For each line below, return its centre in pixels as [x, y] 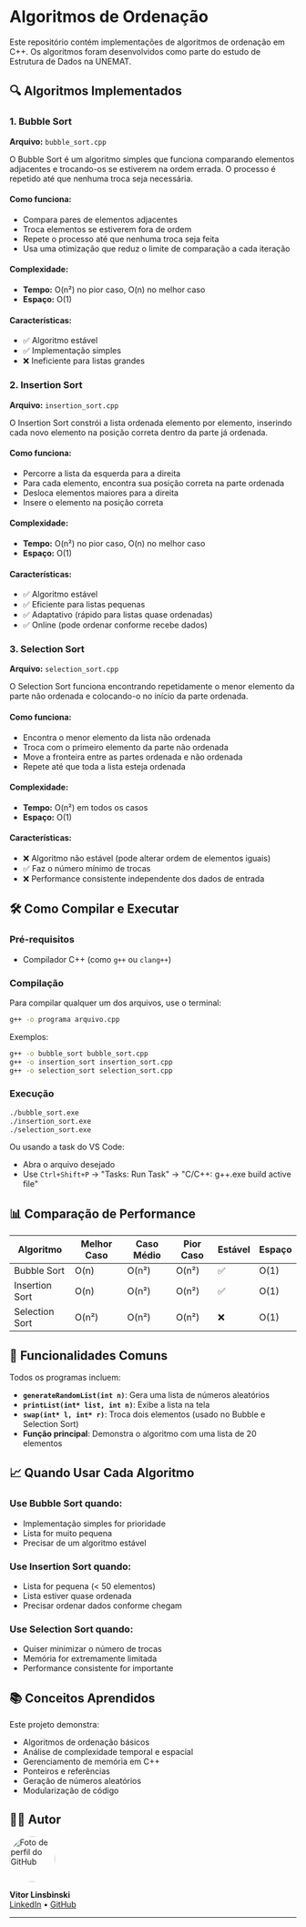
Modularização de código [71, 1790]
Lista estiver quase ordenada [77, 1596]
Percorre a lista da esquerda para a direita [102, 473]
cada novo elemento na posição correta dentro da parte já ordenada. [139, 432]
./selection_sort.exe [51, 1130]
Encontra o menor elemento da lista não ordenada [117, 737]
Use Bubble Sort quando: [66, 1504]
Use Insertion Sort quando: [71, 1566]
